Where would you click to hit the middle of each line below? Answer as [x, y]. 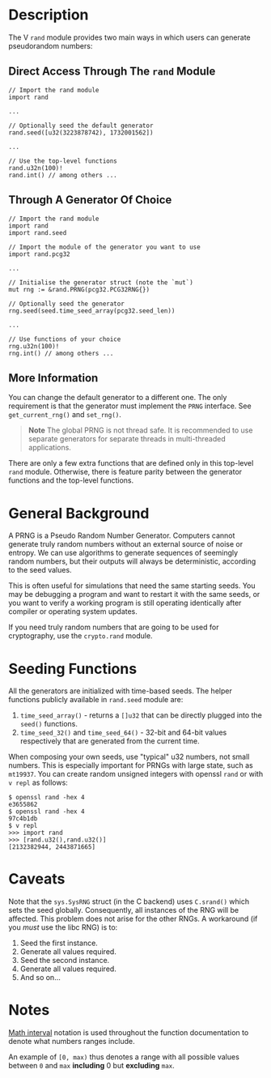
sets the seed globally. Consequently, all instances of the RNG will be [124, 910]
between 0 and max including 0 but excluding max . [92, 1066]
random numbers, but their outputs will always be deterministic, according [132, 561]
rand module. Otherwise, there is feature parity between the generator [125, 472]
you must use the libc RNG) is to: [63, 927]
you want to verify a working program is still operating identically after [125, 603]
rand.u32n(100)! [36, 168]
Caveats [37, 879]
